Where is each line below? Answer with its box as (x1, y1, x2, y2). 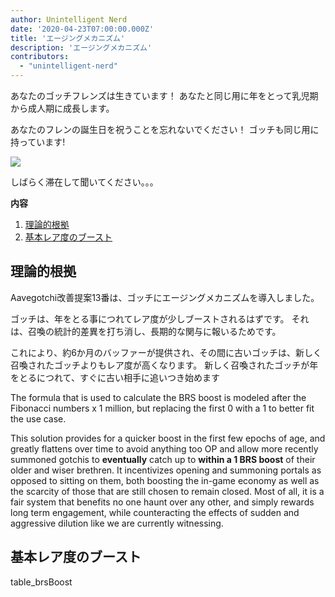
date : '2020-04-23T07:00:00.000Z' (10, 24, 155, 34)
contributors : (10, 52, 70, 62)
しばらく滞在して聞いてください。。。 (10, 176, 159, 188)
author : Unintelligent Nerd (10, 14, 128, 25)
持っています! (10, 136, 66, 148)
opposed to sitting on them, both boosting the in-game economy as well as (10, 474, 320, 486)
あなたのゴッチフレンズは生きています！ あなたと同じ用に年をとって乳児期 (10, 90, 319, 101)
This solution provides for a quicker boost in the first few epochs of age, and (10, 432, 326, 444)
